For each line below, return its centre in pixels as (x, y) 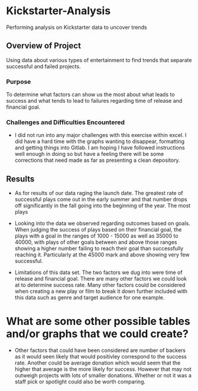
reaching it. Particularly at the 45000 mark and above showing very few (102, 255)
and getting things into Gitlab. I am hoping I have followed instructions (100, 148)
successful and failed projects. (43, 66)
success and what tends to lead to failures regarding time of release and (94, 101)
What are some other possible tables (98, 322)
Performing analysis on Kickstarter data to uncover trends (77, 27)
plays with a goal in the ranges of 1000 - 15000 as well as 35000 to (96, 236)
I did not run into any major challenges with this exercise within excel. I (100, 135)
